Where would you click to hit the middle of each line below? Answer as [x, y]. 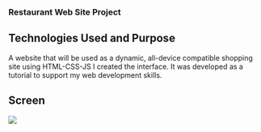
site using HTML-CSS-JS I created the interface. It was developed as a [126, 66]
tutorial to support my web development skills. [85, 75]
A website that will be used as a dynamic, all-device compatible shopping [130, 57]
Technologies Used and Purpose [92, 38]
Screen [27, 101]
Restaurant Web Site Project [65, 12]
